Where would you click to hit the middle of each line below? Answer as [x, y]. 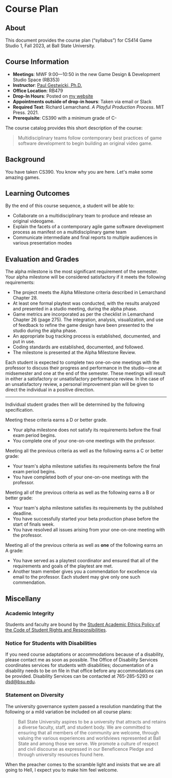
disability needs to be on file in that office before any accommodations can [84, 671]
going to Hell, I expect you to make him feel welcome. [62, 770]
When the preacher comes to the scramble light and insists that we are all [83, 764]
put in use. [24, 342]
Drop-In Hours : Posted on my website [53, 96]
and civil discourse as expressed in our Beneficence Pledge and [85, 749]
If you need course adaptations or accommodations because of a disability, [85, 654]
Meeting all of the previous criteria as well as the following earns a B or [80, 493]
